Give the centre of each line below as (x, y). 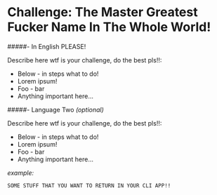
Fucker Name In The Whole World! (109, 27)
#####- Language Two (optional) (55, 109)
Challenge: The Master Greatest (103, 12)
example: (20, 173)
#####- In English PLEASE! (47, 46)
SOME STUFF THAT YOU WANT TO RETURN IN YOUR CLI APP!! (89, 186)
